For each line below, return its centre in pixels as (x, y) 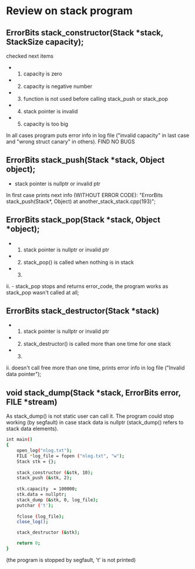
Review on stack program (70, 11)
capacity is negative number (58, 86)
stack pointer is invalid (51, 111)
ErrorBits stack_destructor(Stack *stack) (83, 311)
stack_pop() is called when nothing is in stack (78, 262)
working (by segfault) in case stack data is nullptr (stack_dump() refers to (95, 423)
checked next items (30, 56)
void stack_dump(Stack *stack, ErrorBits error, (93, 393)
